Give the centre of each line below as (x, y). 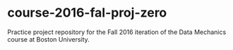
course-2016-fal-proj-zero (87, 13)
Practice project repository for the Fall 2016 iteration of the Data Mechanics (117, 32)
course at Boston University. (48, 39)
